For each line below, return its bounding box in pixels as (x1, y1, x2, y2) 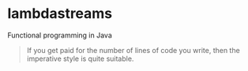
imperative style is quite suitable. (26, 54, 134, 63)
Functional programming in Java (7, 30, 112, 40)
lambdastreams (7, 5, 113, 23)
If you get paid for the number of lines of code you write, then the (26, 45, 240, 55)
